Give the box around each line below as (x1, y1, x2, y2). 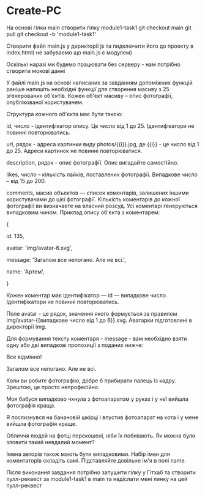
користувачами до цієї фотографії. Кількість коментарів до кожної (6, 195, 181, 203)
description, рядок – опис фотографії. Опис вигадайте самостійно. (6, 158, 179, 166)
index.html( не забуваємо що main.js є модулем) (6, 48, 133, 56)
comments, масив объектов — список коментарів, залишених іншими (6, 189, 189, 196)
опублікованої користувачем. (6, 99, 84, 106)
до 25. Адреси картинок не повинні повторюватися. (6, 147, 143, 154)
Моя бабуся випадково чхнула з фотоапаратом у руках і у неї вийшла (6, 395, 188, 403)
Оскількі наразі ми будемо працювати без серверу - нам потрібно (6, 61, 181, 68)
